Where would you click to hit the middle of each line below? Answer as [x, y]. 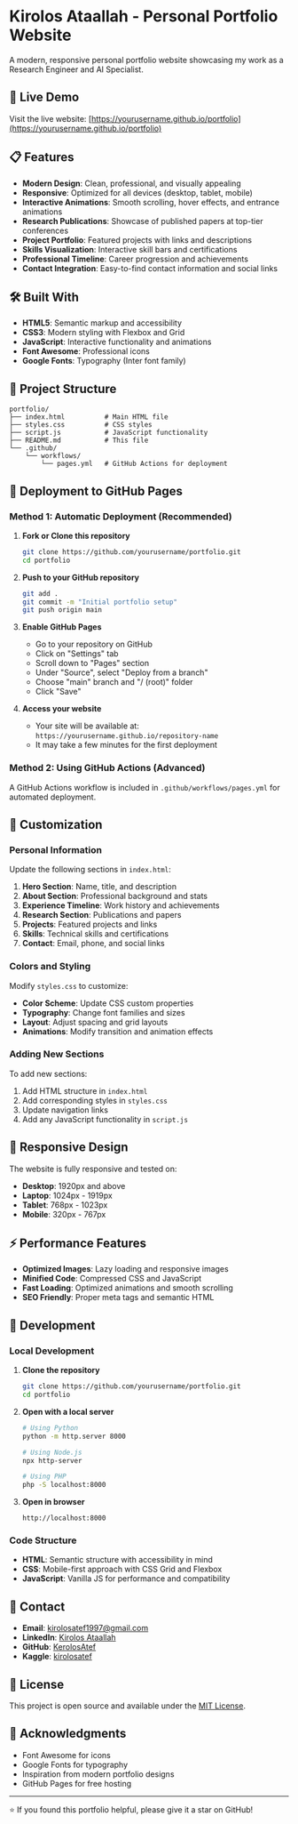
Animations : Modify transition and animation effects [118, 1031]
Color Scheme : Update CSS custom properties [108, 1003]
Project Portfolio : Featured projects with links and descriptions [137, 240]
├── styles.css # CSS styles [81, 425]
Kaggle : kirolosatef [57, 1657]
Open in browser [53, 1502]
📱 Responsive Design [69, 1148]
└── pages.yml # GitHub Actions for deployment [134, 464]
